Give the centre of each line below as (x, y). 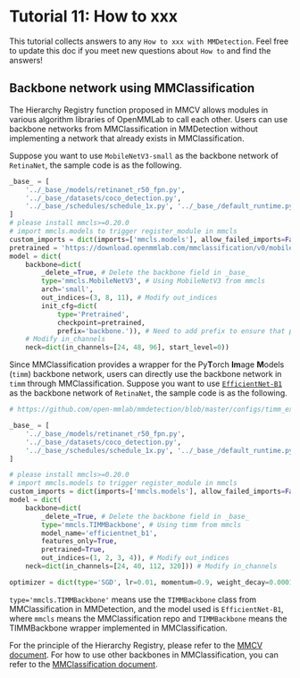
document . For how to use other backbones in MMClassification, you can (144, 655)
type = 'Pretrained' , (93, 314)
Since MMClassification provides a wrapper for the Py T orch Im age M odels (147, 364)
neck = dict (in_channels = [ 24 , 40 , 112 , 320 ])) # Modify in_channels (151, 566)
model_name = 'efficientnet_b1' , (100, 533)
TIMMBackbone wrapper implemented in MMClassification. (118, 628)
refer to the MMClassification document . (83, 664)
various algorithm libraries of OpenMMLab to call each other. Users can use (149, 119)
